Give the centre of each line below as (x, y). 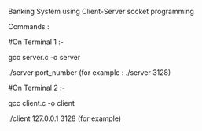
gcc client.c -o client (41, 103)
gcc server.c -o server (44, 57)
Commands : (29, 26)
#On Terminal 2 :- (37, 88)
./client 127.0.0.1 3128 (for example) (65, 118)
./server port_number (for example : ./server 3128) (90, 73)
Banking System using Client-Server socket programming (101, 11)
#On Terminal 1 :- (36, 42)
